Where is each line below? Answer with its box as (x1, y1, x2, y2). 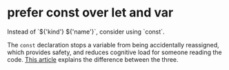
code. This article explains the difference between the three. (7, 55, 179, 63)
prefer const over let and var (7, 5, 174, 21)
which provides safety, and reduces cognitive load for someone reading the (7, 48, 222, 56)
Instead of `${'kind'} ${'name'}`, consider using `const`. (7, 27, 165, 36)
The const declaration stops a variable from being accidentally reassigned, (7, 40, 219, 49)
